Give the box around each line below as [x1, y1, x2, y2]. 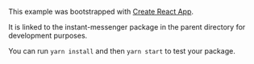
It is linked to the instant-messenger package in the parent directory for [8, 22, 246, 31]
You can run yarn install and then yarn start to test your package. [8, 46, 235, 55]
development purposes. [8, 31, 88, 40]
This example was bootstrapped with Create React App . [8, 7, 194, 16]
